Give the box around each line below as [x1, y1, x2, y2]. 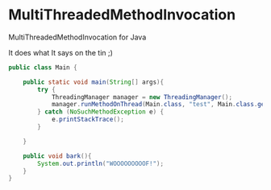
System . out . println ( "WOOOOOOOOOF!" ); [37, 159, 164, 167]
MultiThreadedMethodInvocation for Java [8, 32, 147, 42]
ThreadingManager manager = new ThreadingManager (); [51, 93, 232, 101]
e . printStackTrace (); [51, 115, 125, 124]
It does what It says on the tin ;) [8, 47, 113, 57]
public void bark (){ [23, 151, 92, 160]
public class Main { [8, 63, 78, 72]
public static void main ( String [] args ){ [23, 78, 164, 86]
